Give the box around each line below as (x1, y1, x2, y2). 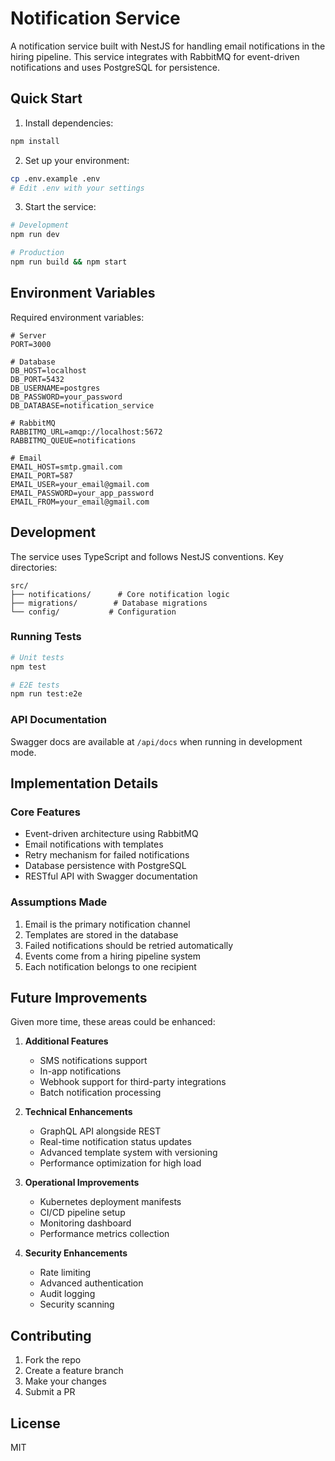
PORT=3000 (10, 339, 52, 349)
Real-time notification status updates (39, 1136, 192, 1148)
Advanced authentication (39, 1277, 144, 1289)
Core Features (10, 805, 81, 819)
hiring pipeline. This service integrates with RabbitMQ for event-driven (10, 50, 300, 62)
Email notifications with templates (24, 838, 164, 851)
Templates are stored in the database (24, 928, 179, 941)
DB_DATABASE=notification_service (10, 400, 155, 411)
